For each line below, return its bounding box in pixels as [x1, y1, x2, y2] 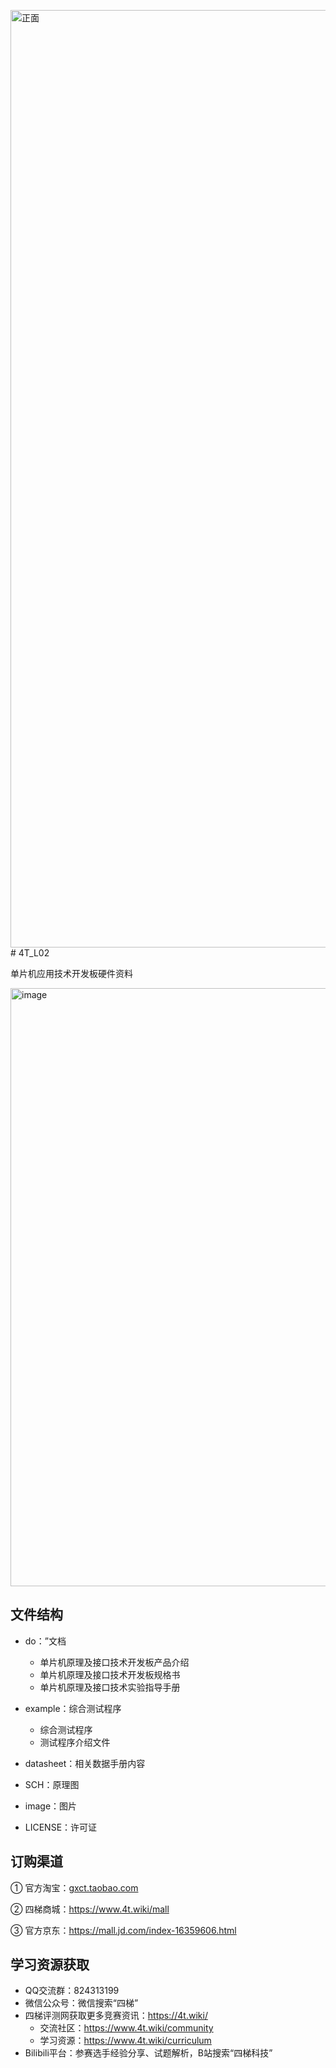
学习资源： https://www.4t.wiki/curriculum [39, 2035, 212, 2047]
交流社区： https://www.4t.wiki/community [39, 2022, 214, 2034]
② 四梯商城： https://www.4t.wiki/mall [10, 1903, 170, 1915]
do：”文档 [24, 1635, 67, 1647]
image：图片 [24, 1800, 78, 1812]
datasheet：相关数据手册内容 [24, 1757, 146, 1769]
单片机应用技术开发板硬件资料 [10, 968, 133, 979]
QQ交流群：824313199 [24, 1985, 120, 1997]
